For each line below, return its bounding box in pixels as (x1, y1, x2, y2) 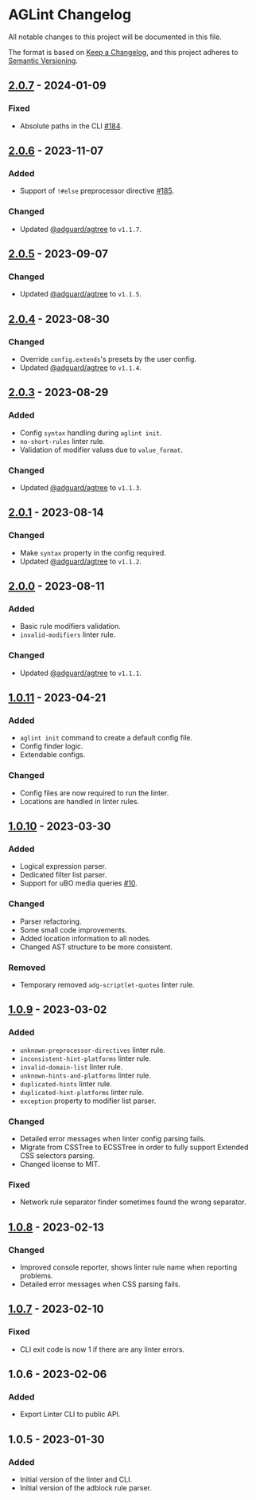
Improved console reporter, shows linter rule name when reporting (19, 1262, 237, 1272)
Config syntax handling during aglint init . (19, 428, 162, 438)
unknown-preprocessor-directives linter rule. (19, 1045, 165, 1054)
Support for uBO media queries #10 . (19, 878, 138, 888)
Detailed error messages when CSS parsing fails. (19, 1279, 181, 1289)
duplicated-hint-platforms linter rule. (19, 1087, 145, 1097)
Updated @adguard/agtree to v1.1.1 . (19, 668, 142, 677)
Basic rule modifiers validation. (19, 622, 122, 631)
